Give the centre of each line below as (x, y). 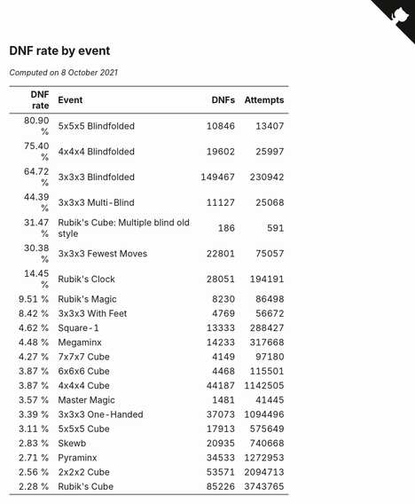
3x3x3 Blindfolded (96, 177)
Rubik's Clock (86, 279)
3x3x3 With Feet (92, 313)
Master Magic (86, 399)
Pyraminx (77, 457)
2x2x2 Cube (84, 472)
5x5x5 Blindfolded (96, 126)
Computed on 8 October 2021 (63, 72)
